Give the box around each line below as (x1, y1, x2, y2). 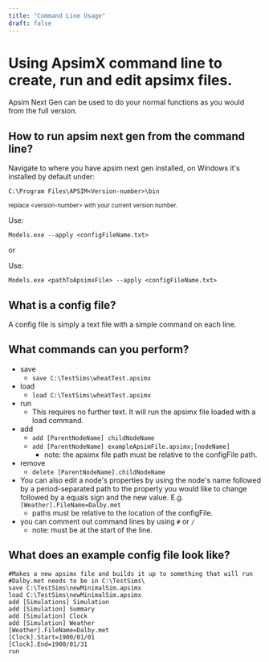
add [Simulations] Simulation (8, 598, 110, 606)
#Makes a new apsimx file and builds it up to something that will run (8, 569, 253, 578)
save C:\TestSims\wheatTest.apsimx (31, 374, 151, 382)
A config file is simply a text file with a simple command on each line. (8, 319, 237, 330)
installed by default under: (8, 172, 95, 182)
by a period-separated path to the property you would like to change (19, 483, 247, 493)
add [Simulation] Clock (8, 612, 88, 620)
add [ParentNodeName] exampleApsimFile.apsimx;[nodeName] (31, 442, 230, 450)
